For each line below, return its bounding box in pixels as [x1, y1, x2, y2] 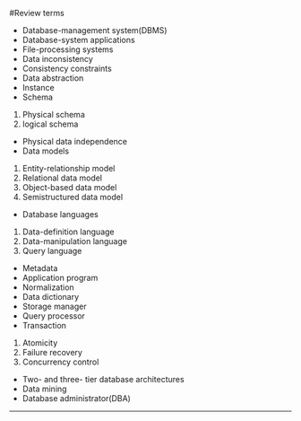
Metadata [21, 263, 58, 273]
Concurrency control [21, 356, 99, 367]
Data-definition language [21, 226, 115, 237]
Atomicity [21, 338, 58, 348]
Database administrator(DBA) [21, 393, 132, 403]
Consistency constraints [21, 63, 112, 74]
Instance [21, 83, 56, 92]
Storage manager [21, 301, 87, 311]
